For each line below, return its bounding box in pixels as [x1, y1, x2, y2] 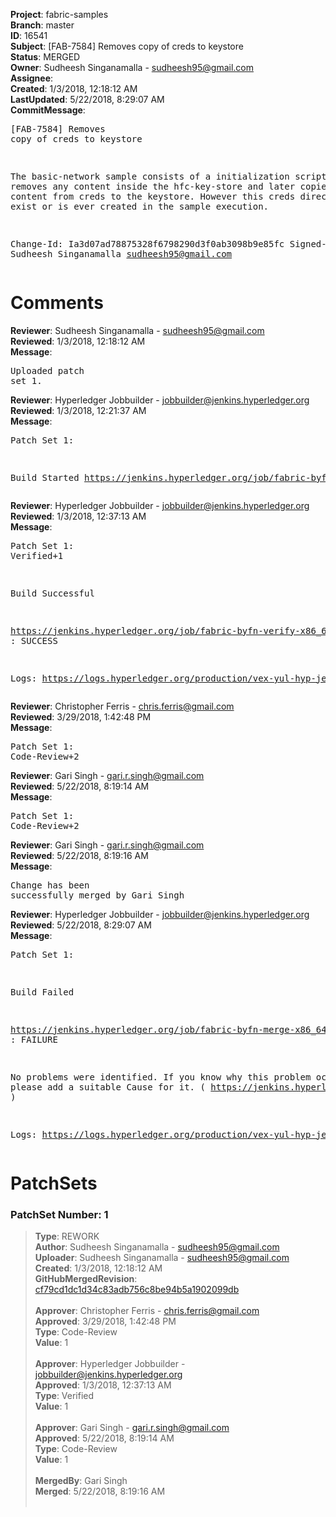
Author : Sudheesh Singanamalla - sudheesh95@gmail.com [34, 1241, 280, 1253]
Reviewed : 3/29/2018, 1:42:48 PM [10, 710, 152, 723]
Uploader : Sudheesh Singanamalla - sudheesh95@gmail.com [34, 1252, 290, 1264]
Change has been [10, 879, 90, 891]
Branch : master [10, 19, 75, 31]
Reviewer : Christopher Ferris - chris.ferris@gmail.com [10, 700, 235, 712]
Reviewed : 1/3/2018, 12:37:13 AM [10, 510, 147, 522]
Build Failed [10, 986, 75, 998]
